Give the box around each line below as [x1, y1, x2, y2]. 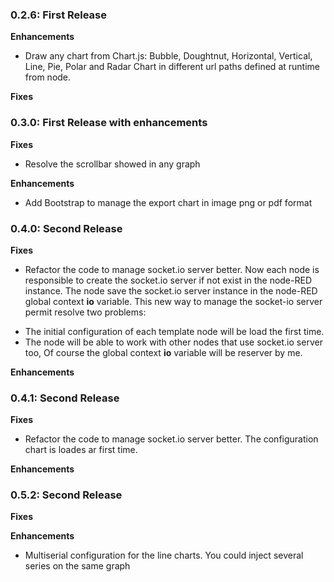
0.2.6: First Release [10, 8, 108, 22]
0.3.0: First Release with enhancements [10, 116, 208, 130]
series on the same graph [24, 560, 131, 572]
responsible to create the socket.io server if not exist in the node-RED [24, 274, 313, 286]
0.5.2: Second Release [10, 488, 123, 502]
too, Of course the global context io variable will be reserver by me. [24, 346, 303, 358]
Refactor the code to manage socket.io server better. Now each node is [24, 263, 320, 275]
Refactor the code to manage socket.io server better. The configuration [24, 433, 319, 445]
